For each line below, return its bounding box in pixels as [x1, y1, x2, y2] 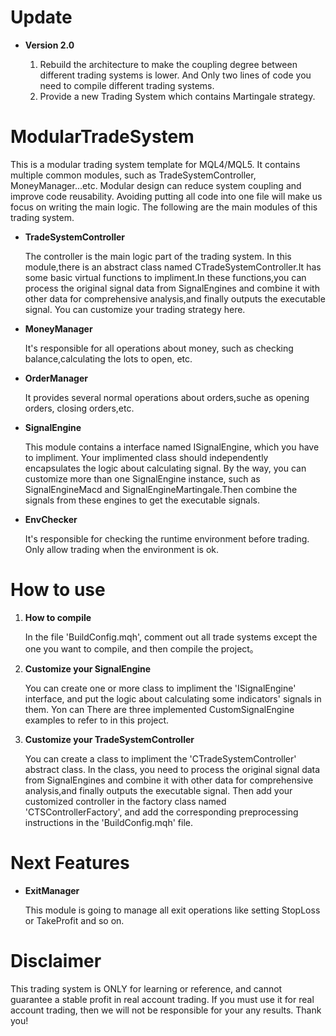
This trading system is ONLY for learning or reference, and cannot [10, 982, 283, 995]
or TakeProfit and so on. [24, 914, 125, 926]
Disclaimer [10, 949, 102, 972]
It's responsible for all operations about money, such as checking [24, 342, 294, 354]
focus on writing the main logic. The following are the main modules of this [10, 201, 318, 213]
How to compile [24, 611, 92, 623]
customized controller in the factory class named [24, 795, 227, 807]
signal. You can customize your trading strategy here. [24, 303, 246, 315]
